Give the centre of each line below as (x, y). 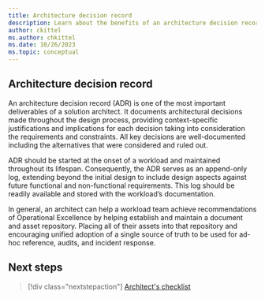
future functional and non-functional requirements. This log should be (121, 185)
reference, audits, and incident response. (89, 242)
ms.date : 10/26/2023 (42, 45)
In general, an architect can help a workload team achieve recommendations (132, 209)
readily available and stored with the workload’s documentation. (112, 193)
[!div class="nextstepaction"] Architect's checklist (109, 286)
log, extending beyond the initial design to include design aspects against (127, 177)
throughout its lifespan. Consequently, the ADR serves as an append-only (128, 168)
